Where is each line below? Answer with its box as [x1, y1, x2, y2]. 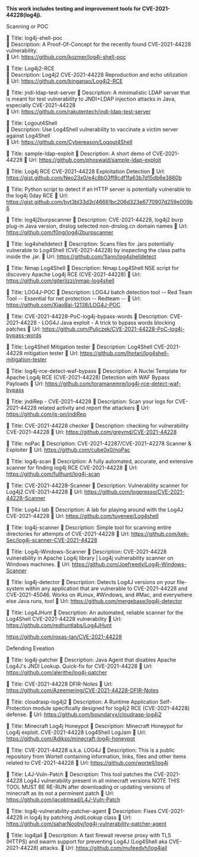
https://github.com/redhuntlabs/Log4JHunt [6, 621, 112, 629]
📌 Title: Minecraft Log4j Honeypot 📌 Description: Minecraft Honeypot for [6, 723, 184, 729]
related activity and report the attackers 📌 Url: [37, 404, 150, 411]
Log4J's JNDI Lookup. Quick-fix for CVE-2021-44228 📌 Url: [6, 663, 153, 670]
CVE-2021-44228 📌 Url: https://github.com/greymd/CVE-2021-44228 [6, 428, 177, 435]
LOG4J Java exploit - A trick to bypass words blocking [42, 319, 175, 326]
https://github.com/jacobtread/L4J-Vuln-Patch [6, 796, 121, 803]
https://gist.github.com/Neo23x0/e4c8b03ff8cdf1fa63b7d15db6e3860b [6, 174, 182, 181]
